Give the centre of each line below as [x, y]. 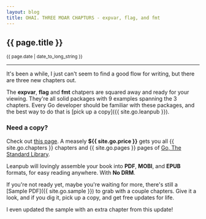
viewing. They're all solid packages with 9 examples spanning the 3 [92, 99]
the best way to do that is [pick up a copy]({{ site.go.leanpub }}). [88, 112]
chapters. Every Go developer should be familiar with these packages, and [101, 106]
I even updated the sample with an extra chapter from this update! [90, 209]
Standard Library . [28, 154]
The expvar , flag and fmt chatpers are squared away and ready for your [98, 92]
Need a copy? [27, 128]
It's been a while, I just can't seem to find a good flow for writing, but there [101, 74]
